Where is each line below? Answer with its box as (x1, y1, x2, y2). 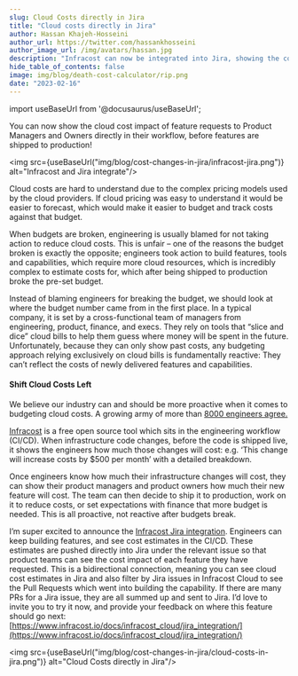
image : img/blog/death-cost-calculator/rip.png (9, 71, 189, 80)
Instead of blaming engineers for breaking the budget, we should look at (9, 293, 273, 303)
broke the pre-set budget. (9, 276, 104, 287)
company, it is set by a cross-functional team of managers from (9, 311, 242, 322)
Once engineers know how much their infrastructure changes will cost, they (9, 471, 286, 482)
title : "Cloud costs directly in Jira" (9, 21, 157, 30)
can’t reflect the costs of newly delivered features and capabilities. (9, 358, 253, 369)
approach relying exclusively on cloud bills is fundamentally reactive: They (9, 350, 281, 360)
